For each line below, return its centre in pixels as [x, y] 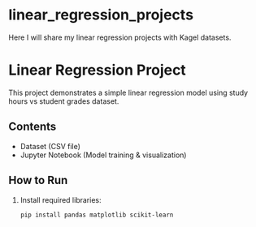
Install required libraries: [61, 199]
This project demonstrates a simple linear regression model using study [128, 92]
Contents [33, 127]
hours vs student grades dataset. [64, 101]
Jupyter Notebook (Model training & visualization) [103, 155]
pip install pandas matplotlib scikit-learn [97, 215]
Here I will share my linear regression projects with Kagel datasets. [120, 37]
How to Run [38, 180]
